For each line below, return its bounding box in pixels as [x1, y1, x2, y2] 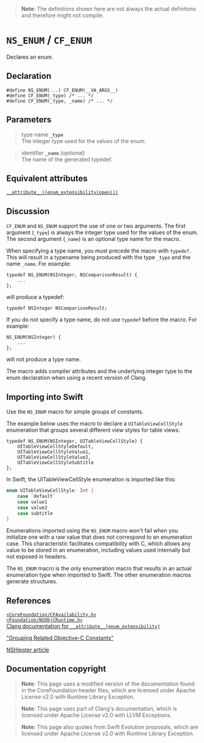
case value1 [17, 498, 47, 505]
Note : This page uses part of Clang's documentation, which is [21, 704, 177, 712]
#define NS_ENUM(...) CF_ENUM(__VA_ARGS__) [6, 87, 119, 94]
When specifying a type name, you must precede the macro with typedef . [6, 247, 191, 254]
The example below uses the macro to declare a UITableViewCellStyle [6, 420, 183, 427]
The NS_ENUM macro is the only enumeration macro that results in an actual [6, 565, 192, 572]
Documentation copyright [6, 664, 107, 675]
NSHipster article [6, 646, 49, 654]
